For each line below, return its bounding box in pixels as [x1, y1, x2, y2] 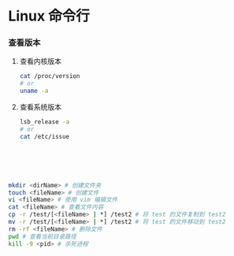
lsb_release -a [19, 118, 70, 126]
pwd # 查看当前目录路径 [8, 232, 77, 240]
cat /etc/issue [19, 132, 70, 140]
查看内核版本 [19, 57, 61, 66]
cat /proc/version [19, 72, 80, 80]
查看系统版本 [19, 102, 61, 112]
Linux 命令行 [8, 7, 91, 25]
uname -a [19, 87, 49, 95]
